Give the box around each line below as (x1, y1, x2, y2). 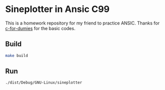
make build (5, 53, 28, 58)
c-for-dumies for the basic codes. (5, 25, 76, 31)
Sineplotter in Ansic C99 (5, 3, 110, 15)
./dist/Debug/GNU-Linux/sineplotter (5, 80, 82, 85)
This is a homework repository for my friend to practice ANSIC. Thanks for (5, 20, 160, 26)
